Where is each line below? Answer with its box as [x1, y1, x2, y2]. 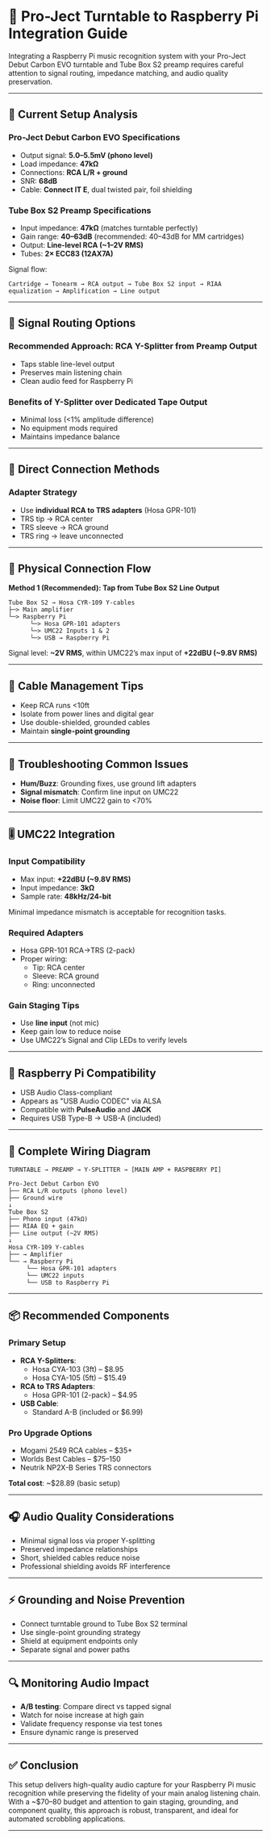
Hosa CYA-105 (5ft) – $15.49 [31, 1373, 127, 1382]
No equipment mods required [19, 423, 119, 432]
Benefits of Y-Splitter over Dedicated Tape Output [8, 396, 208, 407]
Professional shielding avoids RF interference [19, 1561, 171, 1571]
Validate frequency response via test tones [19, 1719, 163, 1728]
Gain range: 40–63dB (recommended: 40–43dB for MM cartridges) [19, 231, 244, 241]
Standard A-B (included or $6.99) [31, 1407, 144, 1416]
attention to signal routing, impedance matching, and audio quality [8, 68, 228, 77]
